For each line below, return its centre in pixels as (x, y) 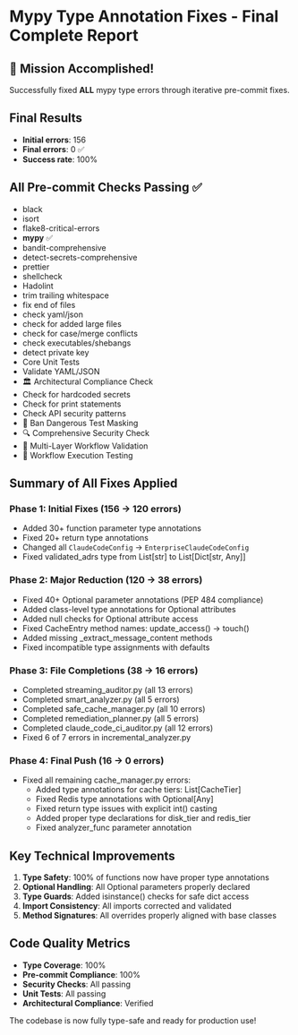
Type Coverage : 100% (64, 965)
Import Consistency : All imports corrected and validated (127, 906)
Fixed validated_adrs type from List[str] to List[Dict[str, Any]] (134, 557)
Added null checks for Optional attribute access (110, 619)
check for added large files (72, 323)
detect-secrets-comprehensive (80, 257)
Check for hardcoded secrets (77, 394)
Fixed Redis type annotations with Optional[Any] (124, 800)
